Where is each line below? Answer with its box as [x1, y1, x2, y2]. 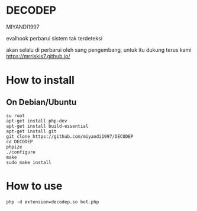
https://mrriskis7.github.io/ [6, 52, 70, 59]
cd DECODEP [6, 138, 33, 144]
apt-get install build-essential [6, 123, 89, 129]
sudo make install [6, 159, 51, 165]
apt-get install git [6, 128, 57, 134]
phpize [6, 144, 22, 150]
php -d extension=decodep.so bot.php [6, 199, 99, 205]
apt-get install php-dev [6, 118, 67, 124]
